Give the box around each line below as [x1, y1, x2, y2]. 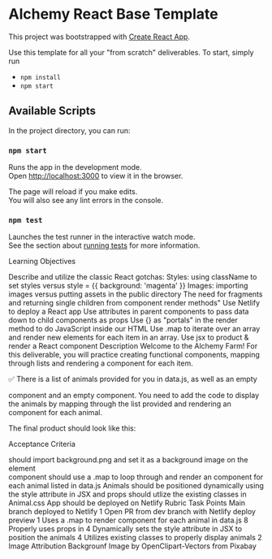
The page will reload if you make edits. [8, 187, 138, 197]
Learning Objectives [8, 257, 76, 266]
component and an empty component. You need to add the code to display [8, 391, 260, 401]
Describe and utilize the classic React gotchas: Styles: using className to [8, 272, 257, 282]
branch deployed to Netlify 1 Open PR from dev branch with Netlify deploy [8, 507, 256, 517]
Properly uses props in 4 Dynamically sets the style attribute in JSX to [8, 524, 242, 534]
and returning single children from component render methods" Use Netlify [8, 298, 261, 308]
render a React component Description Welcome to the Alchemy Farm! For [8, 341, 258, 351]
